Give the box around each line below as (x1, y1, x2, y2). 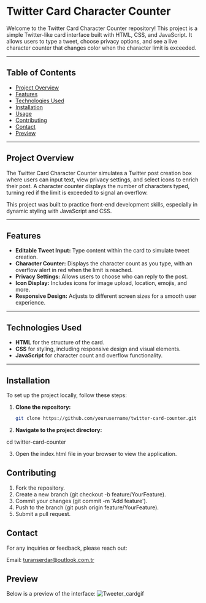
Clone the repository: (15, 403, 71, 411)
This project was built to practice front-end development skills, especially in (6, 200, 198, 208)
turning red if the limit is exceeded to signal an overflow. (6, 189, 148, 196)
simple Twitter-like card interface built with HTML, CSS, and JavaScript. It (6, 31, 193, 38)
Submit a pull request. (15, 510, 71, 517)
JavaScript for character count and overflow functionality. (15, 352, 163, 359)
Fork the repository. (15, 484, 66, 491)
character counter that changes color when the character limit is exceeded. (6, 44, 197, 51)
